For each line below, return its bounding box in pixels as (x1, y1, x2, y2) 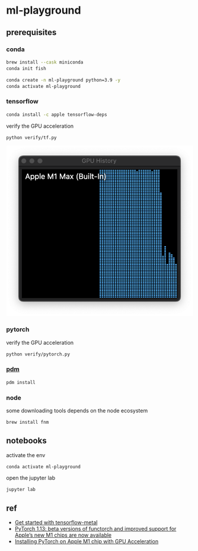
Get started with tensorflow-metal (14, 519, 98, 526)
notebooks (6, 436, 47, 446)
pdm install (6, 379, 36, 385)
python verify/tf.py (6, 134, 58, 140)
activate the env (6, 451, 46, 458)
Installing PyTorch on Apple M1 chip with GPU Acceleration (14, 538, 159, 545)
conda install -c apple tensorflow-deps (6, 111, 108, 118)
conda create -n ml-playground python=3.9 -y (6, 77, 120, 83)
